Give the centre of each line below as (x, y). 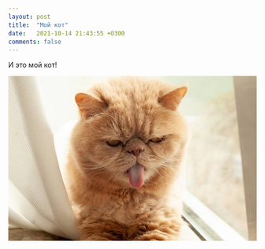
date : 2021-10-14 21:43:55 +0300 (67, 33)
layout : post (30, 17)
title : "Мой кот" (38, 25)
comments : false (35, 42)
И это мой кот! (33, 65)
